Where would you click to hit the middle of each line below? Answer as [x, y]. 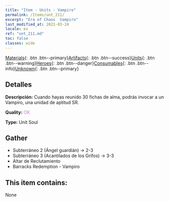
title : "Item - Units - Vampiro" [41, 10]
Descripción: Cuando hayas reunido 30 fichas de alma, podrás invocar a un [84, 97]
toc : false [17, 39]
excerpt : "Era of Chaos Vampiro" [42, 19]
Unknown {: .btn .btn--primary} [47, 68]
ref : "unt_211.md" [25, 34]
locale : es [17, 29]
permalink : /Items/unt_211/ [35, 15]
